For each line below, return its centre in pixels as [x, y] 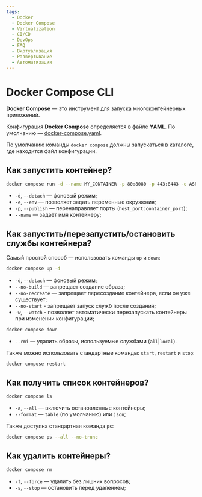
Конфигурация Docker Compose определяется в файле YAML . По [91, 127]
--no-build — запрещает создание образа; [70, 286]
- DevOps [23, 40]
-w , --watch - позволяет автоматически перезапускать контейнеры [101, 312]
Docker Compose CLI [60, 92]
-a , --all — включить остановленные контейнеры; [80, 408]
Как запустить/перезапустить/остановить [91, 233]
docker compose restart [36, 364]
